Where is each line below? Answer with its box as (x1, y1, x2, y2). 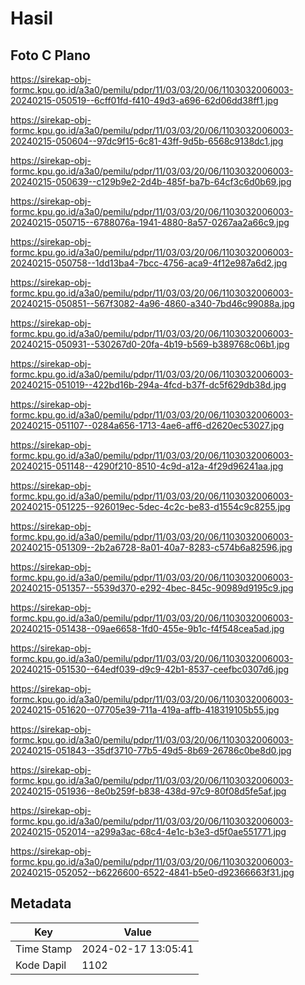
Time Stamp (15, 942, 73, 956)
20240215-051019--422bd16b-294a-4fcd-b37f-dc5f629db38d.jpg (10, 379, 287, 391)
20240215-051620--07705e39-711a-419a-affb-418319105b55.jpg (10, 704, 280, 716)
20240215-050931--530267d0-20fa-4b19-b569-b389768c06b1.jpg (10, 338, 290, 350)
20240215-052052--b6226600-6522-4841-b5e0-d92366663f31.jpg (10, 867, 295, 878)
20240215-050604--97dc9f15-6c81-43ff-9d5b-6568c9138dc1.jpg (10, 135, 284, 147)
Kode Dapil (15, 958, 67, 972)
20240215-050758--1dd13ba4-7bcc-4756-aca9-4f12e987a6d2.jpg (10, 257, 288, 269)
